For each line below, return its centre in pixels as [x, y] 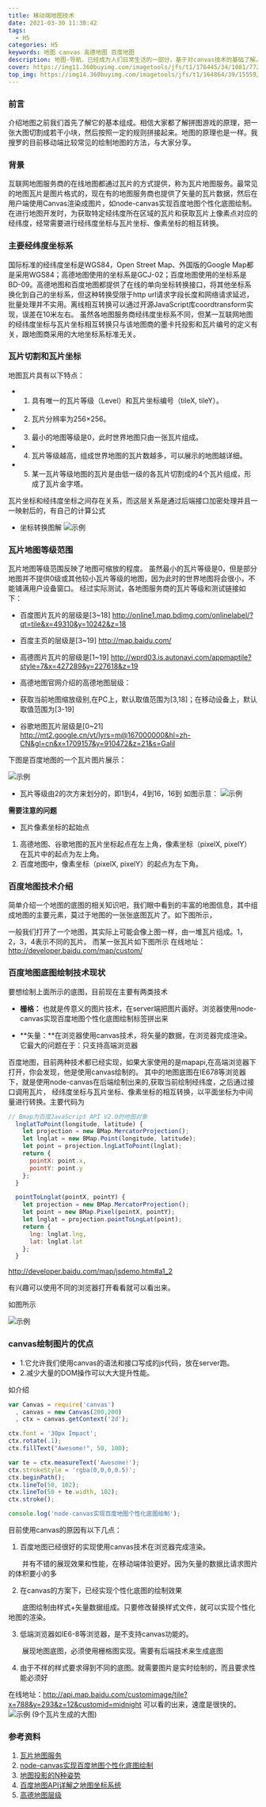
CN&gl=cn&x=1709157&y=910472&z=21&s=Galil [97, 744]
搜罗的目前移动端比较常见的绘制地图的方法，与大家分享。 [102, 142]
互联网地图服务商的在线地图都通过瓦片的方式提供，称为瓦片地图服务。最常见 [133, 184]
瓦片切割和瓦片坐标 [45, 356]
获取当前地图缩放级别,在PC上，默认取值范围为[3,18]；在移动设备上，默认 [138, 699]
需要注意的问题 [32, 810]
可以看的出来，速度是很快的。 [192, 1704]
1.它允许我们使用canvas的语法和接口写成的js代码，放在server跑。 [127, 1363]
